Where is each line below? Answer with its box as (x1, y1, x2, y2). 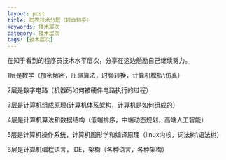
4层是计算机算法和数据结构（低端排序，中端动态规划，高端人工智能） (7, 116, 208, 124)
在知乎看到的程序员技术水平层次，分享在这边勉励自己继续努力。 (7, 57, 191, 65)
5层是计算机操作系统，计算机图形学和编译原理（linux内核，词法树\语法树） (7, 131, 223, 139)
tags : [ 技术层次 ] (7, 36, 54, 43)
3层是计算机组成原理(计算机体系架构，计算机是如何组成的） (7, 101, 179, 109)
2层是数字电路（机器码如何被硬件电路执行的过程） (7, 86, 153, 94)
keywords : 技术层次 (7, 23, 60, 30)
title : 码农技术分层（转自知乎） (7, 17, 92, 24)
